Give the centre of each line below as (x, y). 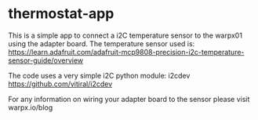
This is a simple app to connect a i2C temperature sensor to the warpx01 (125, 35)
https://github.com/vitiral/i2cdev (60, 84)
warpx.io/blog (31, 107)
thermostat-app (61, 14)
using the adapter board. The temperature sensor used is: (102, 43)
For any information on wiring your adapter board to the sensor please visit (129, 99)
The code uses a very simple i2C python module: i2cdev (99, 75)
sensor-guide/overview (46, 60)
